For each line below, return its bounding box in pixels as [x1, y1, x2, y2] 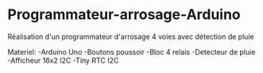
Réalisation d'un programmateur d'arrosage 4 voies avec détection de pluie [7, 32, 255, 41]
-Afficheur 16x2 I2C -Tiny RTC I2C [7, 56, 119, 65]
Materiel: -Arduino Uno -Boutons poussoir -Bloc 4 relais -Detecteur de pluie [7, 47, 256, 56]
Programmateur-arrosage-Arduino [7, 6, 242, 24]
